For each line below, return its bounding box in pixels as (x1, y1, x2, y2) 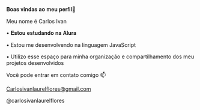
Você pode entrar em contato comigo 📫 (6, 72, 106, 78)
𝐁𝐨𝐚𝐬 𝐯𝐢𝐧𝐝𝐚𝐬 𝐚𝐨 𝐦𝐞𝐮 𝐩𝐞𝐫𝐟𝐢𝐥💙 (6, 6, 76, 13)
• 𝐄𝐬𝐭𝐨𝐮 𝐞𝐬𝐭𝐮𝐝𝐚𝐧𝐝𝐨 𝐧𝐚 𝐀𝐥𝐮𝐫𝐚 (6, 29, 77, 36)
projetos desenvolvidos (6, 60, 64, 66)
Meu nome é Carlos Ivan (6, 18, 67, 25)
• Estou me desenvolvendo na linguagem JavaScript (6, 41, 136, 48)
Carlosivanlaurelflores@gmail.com (6, 85, 91, 93)
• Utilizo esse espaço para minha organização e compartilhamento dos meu (6, 53, 195, 60)
